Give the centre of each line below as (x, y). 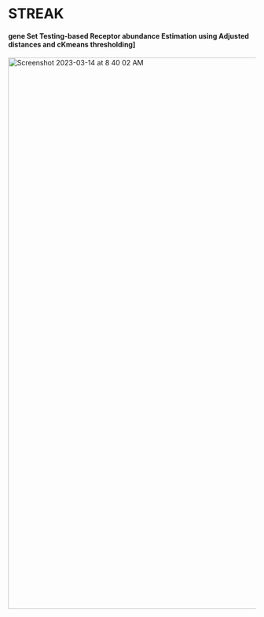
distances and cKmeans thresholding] (72, 44)
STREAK (36, 14)
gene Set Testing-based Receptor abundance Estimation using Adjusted (129, 35)
